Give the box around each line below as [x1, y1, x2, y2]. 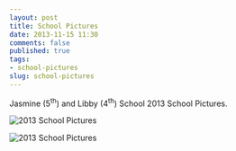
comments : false [9, 38, 70, 48]
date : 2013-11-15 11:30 [9, 30, 99, 39]
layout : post [9, 13, 59, 22]
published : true [9, 47, 70, 56]
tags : [9, 55, 30, 64]
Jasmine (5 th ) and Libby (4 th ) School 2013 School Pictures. [9, 96, 228, 109]
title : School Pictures [9, 22, 99, 31]
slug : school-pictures [9, 72, 95, 81]
